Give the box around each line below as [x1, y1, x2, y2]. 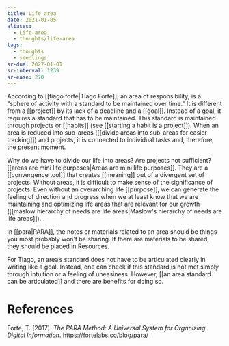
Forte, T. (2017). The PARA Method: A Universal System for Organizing [7, 324, 206, 332]
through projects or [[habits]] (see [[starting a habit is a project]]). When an [7, 121, 219, 130]
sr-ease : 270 [7, 73, 44, 81]
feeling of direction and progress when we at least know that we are [7, 193, 199, 201]
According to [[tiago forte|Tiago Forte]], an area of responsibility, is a [7, 92, 202, 101]
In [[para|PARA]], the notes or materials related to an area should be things [7, 228, 217, 236]
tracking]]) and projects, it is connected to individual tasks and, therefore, [7, 136, 214, 144]
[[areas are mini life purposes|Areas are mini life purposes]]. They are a [7, 163, 208, 172]
